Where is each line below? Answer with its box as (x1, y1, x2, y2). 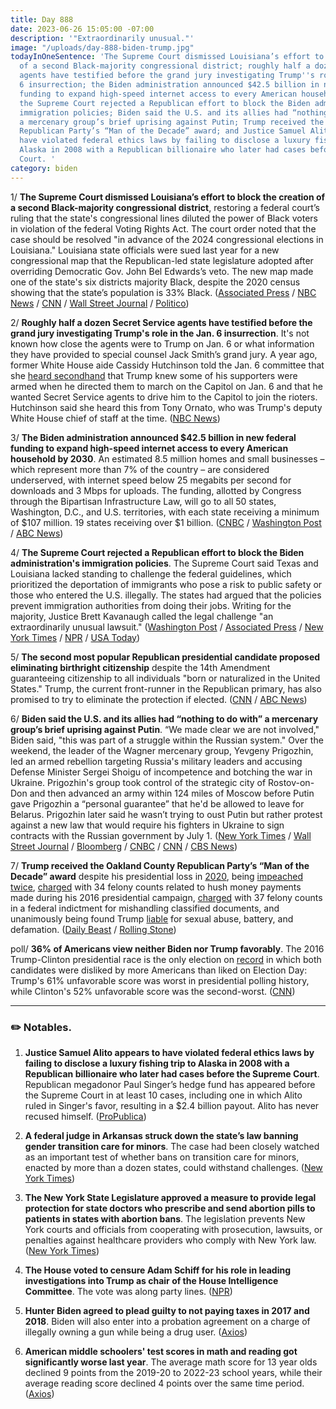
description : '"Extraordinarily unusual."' (10, 33, 195, 43)
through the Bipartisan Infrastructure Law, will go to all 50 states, (10, 495, 277, 507)
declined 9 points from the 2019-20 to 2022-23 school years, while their (24, 1366, 323, 1378)
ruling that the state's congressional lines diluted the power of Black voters (10, 212, 318, 224)
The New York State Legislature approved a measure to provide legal (24, 1191, 317, 1203)
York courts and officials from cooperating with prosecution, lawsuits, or (24, 1223, 323, 1235)
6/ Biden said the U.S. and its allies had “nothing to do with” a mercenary (10, 712, 319, 725)
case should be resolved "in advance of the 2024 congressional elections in (10, 233, 324, 245)
